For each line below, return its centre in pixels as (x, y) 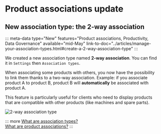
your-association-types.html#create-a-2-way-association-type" (69, 49)
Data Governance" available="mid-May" (45, 44)
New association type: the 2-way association (75, 27)
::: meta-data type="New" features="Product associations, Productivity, (77, 38)
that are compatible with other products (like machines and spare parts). (77, 102)
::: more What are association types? (42, 121)
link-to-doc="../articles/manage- (119, 44)
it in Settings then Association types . (43, 63)
